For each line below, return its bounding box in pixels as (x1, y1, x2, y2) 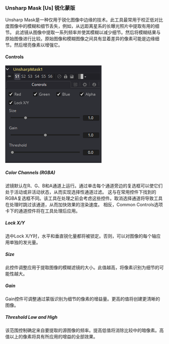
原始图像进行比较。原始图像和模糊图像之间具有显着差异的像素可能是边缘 (5, 36, 155, 42)
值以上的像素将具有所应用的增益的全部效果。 (5, 333, 98, 340)
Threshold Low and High (5, 314, 58, 320)
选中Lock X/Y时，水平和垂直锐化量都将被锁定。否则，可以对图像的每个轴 (5, 233, 157, 239)
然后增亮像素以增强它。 (14, 42, 63, 48)
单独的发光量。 (9, 239, 41, 245)
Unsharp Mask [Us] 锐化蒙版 (5, 4, 75, 11)
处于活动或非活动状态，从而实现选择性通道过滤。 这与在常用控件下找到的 (5, 189, 156, 195)
